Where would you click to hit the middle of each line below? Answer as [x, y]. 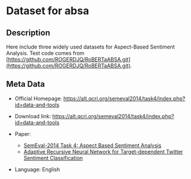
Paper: [23, 134]
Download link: [33, 116]
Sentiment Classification [53, 158]
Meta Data [26, 84]
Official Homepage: [38, 98]
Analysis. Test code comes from [45, 53]
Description [28, 33]
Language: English [37, 169]
